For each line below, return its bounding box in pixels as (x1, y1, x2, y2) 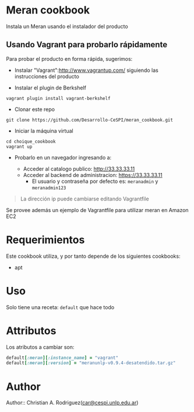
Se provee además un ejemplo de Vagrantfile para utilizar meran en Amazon (6, 206, 189, 213)
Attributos (6, 324, 57, 337)
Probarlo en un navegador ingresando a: (14, 154, 112, 161)
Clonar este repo (14, 106, 55, 113)
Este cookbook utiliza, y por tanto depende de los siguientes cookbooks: (6, 252, 181, 259)
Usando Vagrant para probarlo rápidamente (6, 40, 168, 50)
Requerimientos (6, 233, 85, 246)
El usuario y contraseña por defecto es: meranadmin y (31, 178, 158, 185)
